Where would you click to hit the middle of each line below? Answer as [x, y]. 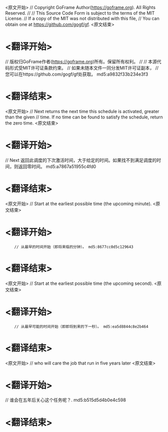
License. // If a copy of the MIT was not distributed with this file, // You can [82, 18]
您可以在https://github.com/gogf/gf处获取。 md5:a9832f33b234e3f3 [77, 74]
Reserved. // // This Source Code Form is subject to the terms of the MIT [80, 13]
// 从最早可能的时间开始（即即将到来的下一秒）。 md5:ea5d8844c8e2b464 [81, 327]
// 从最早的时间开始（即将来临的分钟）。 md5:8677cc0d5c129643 [74, 247]
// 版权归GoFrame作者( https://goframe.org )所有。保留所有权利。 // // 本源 [81, 61]
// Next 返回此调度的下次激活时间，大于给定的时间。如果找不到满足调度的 [81, 160]
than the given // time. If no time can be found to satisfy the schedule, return [84, 117]
